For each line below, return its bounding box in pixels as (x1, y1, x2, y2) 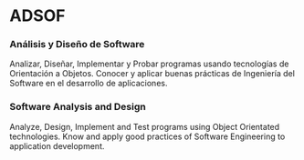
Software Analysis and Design (9, 101, 146, 114)
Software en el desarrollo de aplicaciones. (9, 78, 168, 89)
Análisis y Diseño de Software (9, 38, 145, 51)
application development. (9, 140, 105, 151)
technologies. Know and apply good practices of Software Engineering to (9, 131, 286, 142)
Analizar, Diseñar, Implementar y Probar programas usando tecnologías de (9, 58, 289, 69)
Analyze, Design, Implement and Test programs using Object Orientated (9, 121, 280, 132)
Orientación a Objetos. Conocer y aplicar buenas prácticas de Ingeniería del (9, 68, 295, 79)
